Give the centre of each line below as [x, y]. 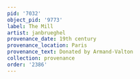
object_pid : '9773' [35, 20]
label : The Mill [30, 26]
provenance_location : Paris [47, 45]
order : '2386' [27, 65]
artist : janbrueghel [37, 33]
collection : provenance [41, 58]
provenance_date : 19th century [52, 39]
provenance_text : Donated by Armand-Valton [70, 52]
